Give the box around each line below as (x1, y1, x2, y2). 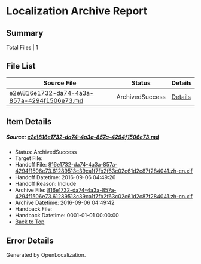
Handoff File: (14, 161, 47, 168)
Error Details (6, 235, 54, 245)
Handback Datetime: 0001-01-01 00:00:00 (14, 212, 120, 219)
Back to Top (14, 218, 45, 225)
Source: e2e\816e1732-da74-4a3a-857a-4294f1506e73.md (6, 133, 160, 140)
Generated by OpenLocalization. (6, 251, 86, 258)
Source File (43, 79, 77, 87)
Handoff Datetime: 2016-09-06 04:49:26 (14, 174, 116, 181)
